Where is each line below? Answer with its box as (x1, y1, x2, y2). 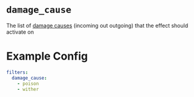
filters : (6, 69, 28, 75)
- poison (17, 80, 39, 87)
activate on (6, 28, 34, 36)
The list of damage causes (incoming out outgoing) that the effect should (6, 22, 189, 29)
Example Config (6, 49, 88, 63)
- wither (17, 86, 39, 92)
